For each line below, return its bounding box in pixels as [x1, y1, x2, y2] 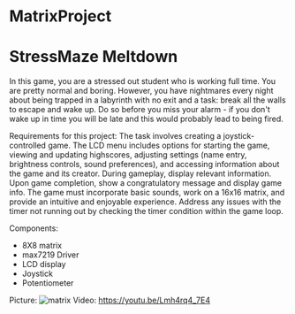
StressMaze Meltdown [9, 47, 178, 67]
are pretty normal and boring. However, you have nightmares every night [9, 86, 274, 96]
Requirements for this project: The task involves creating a [9, 131, 222, 142]
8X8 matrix [21, 241, 63, 251]
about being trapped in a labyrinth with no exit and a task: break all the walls [9, 95, 286, 105]
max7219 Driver [21, 249, 79, 260]
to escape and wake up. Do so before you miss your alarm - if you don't [9, 104, 271, 115]
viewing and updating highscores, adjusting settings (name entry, [9, 149, 247, 160]
